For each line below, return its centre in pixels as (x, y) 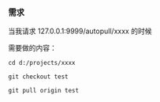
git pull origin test (44, 91)
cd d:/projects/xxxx (42, 63)
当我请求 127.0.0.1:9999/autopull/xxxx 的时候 (80, 31)
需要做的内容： (32, 48)
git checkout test (38, 77)
